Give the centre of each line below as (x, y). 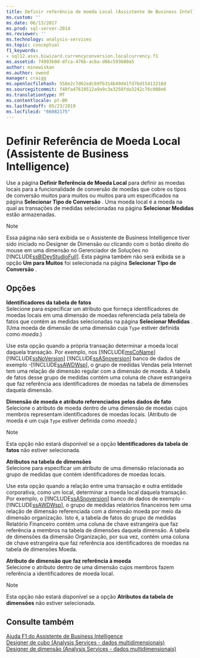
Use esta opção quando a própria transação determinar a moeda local (92, 346)
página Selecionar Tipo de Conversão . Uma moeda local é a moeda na (94, 202)
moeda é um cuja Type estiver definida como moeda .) (72, 421)
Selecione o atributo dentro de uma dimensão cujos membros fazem (90, 567)
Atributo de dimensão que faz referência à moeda (69, 561)
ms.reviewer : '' (26, 34)
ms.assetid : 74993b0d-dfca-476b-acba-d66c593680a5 (70, 61)
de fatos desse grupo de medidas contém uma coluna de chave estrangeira (99, 378)
